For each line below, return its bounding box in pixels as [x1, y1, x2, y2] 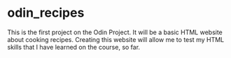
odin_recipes [7, 5, 85, 21]
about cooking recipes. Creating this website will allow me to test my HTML [7, 35, 225, 43]
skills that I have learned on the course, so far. [7, 43, 141, 51]
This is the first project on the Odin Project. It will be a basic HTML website [7, 28, 223, 36]
